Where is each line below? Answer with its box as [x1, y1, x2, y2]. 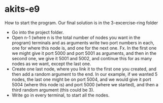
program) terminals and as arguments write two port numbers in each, [11, 39, 155, 45]
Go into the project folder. [11, 29, 64, 35]
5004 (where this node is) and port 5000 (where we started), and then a [11, 81, 159, 87]
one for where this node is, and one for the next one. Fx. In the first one [11, 45, 157, 51]
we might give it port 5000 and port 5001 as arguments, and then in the [11, 50, 157, 56]
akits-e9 [4, 3, 40, 15]
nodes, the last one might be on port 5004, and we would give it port [11, 76, 151, 82]
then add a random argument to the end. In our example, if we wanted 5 [11, 71, 158, 77]
